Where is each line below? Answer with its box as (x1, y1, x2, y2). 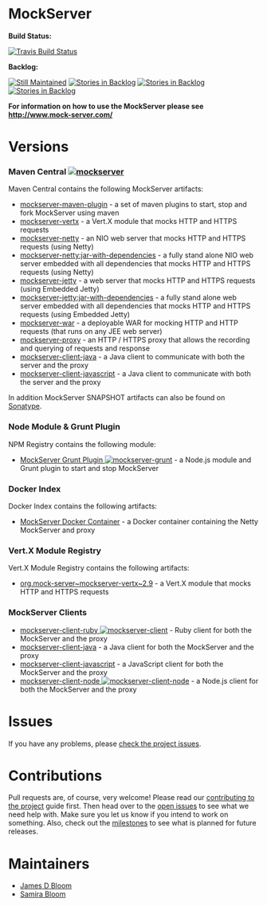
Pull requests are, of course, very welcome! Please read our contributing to (8, 793, 255, 802)
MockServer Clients (8, 607, 88, 618)
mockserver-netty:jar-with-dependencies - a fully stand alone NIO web (19, 250, 253, 260)
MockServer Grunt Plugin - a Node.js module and (19, 455, 252, 465)
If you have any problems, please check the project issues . (8, 739, 202, 748)
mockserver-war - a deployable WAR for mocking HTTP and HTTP (19, 318, 239, 327)
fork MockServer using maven (19, 208, 120, 218)
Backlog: (8, 61, 38, 72)
